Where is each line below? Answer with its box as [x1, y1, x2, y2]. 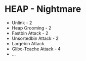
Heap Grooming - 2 [11, 25, 51, 30]
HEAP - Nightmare [4, 3, 81, 15]
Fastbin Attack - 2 [11, 30, 48, 36]
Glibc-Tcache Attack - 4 [11, 46, 61, 52]
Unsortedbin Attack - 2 [11, 35, 59, 41]
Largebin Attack [11, 40, 44, 46]
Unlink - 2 [11, 20, 33, 26]
